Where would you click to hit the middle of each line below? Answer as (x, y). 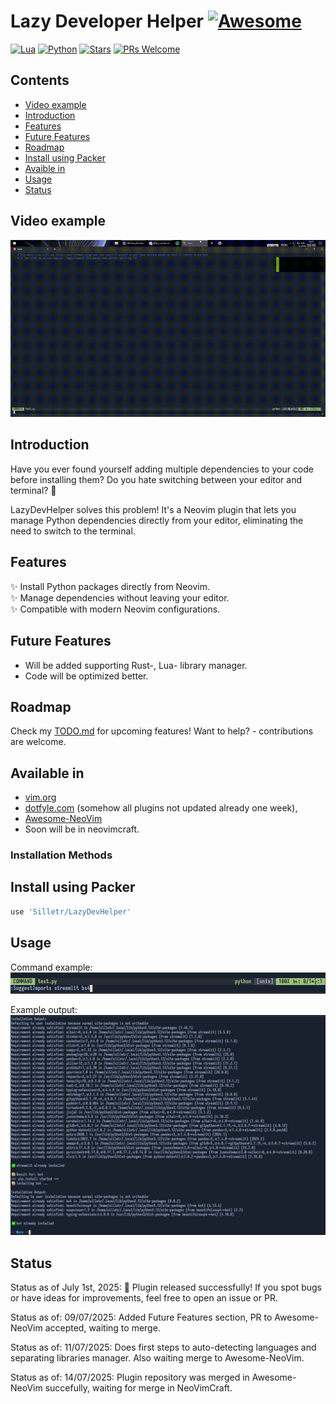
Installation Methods (61, 855)
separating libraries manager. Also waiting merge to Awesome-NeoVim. (157, 1358)
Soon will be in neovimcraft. (82, 829)
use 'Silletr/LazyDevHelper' (71, 911)
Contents (40, 80)
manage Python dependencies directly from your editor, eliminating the (157, 520)
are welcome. (38, 742)
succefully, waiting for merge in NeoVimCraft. (138, 1388)
